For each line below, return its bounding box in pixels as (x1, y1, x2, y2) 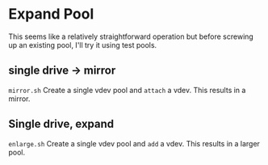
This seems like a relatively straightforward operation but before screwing (8, 32, 254, 41)
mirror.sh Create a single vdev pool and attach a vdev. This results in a (8, 85, 246, 95)
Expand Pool (8, 5, 94, 23)
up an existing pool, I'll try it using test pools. (8, 40, 157, 49)
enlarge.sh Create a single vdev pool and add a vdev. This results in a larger (8, 138, 261, 148)
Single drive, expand (8, 117, 115, 131)
